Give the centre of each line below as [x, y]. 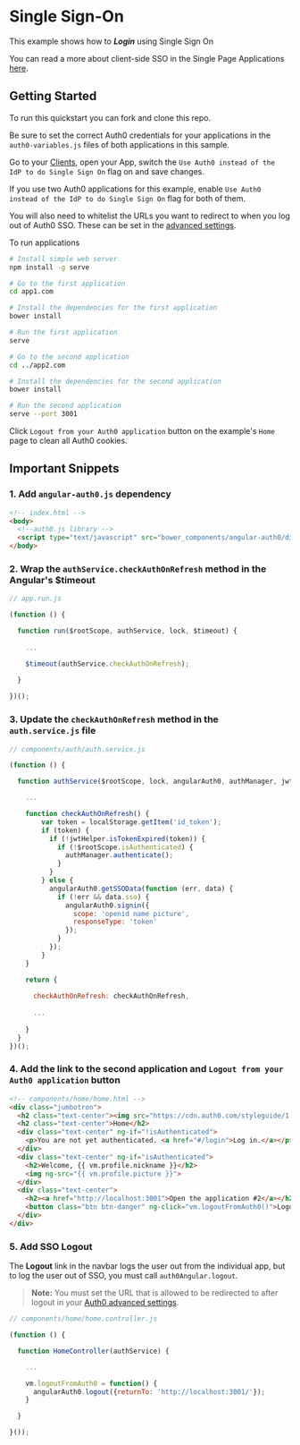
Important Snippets [64, 468]
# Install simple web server [63, 259]
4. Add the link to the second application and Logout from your [146, 1069]
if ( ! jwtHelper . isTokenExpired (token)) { [127, 838]
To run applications [45, 242]
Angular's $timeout [52, 580]
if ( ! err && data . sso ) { [103, 897]
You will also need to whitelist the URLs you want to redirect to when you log [150, 216]
